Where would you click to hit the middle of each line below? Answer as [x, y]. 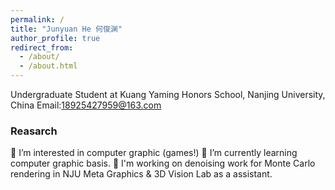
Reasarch [34, 131]
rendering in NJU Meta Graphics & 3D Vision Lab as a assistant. [141, 174]
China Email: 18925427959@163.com [86, 105]
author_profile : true [55, 38]
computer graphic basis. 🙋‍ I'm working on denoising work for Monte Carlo [163, 163]
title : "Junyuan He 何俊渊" [66, 29]
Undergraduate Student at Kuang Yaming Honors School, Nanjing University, [168, 94]
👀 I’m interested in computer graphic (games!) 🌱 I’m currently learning [154, 153]
